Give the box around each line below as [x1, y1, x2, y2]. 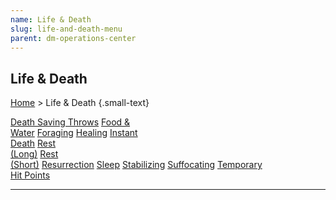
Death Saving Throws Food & [10, 116, 131, 128]
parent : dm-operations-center [10, 33, 137, 43]
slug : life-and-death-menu [10, 24, 123, 34]
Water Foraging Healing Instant [10, 127, 138, 139]
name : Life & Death [10, 14, 92, 25]
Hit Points [10, 169, 51, 181]
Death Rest [10, 137, 56, 150]
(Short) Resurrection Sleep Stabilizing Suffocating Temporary [10, 159, 263, 171]
